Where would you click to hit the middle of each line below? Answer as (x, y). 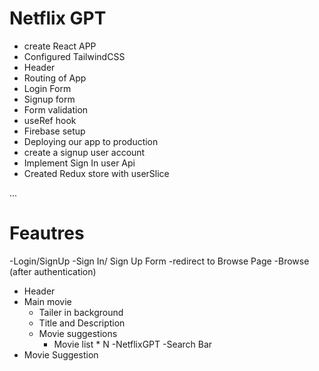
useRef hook (50, 120)
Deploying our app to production (91, 141)
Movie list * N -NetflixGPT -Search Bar (133, 344)
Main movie (47, 301)
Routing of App (55, 78)
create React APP (60, 46)
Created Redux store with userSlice (96, 173)
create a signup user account (84, 152)
